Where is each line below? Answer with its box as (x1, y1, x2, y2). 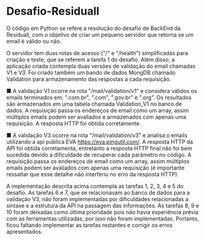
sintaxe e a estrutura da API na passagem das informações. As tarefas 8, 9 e (6, 202, 199, 209)
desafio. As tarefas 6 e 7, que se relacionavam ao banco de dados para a (6, 188, 190, 196)
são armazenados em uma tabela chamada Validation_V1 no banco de (6, 100, 182, 108)
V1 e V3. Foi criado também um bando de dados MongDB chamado (6, 69, 176, 76)
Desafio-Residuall (6, 4, 100, 18)
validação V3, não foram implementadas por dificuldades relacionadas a (6, 195, 188, 202)
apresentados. (6, 228, 43, 235)
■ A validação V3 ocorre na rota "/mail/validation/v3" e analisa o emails (6, 132, 188, 139)
